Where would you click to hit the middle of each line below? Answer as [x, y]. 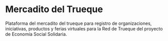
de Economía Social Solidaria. [36, 34]
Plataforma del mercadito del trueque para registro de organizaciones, [78, 23]
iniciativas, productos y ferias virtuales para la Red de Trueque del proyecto [84, 28]
